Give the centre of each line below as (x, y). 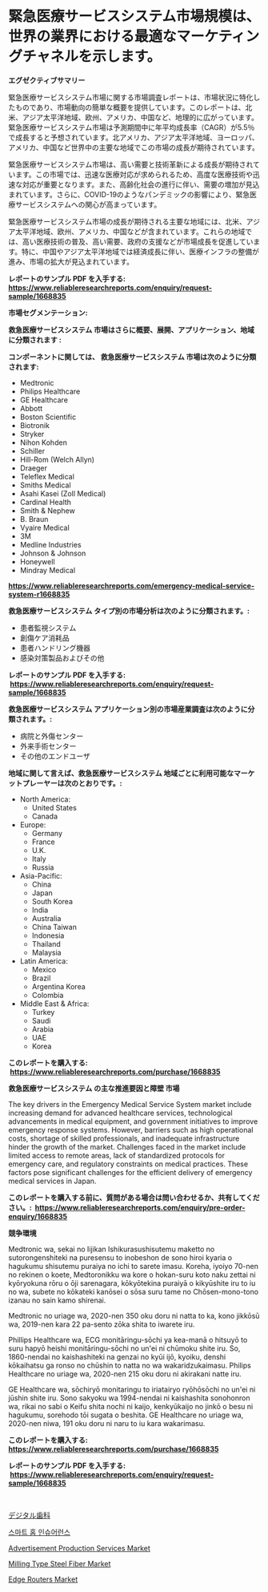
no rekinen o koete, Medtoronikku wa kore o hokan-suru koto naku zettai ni (132, 1275)
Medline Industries (50, 544)
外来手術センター (48, 745)
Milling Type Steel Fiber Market (60, 1563)
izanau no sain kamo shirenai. (57, 1300)
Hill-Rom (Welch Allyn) (57, 459)
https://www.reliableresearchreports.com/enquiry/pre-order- (140, 1207)
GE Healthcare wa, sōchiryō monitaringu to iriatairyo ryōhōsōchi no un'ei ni (132, 1389)
